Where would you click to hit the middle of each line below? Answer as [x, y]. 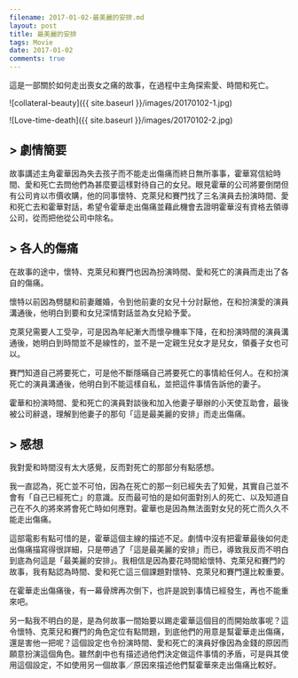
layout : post [33, 26]
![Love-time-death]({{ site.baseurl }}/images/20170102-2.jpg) [121, 120]
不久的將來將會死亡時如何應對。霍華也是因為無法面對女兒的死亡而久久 [153, 508]
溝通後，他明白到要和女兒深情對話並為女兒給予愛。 [102, 313]
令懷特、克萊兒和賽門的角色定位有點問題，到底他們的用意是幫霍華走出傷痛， [149, 632]
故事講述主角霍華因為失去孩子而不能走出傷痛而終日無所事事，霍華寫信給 [141, 173]
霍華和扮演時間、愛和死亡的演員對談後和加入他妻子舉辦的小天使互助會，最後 [149, 403]
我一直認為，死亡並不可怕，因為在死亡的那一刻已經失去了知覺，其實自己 [141, 486]
